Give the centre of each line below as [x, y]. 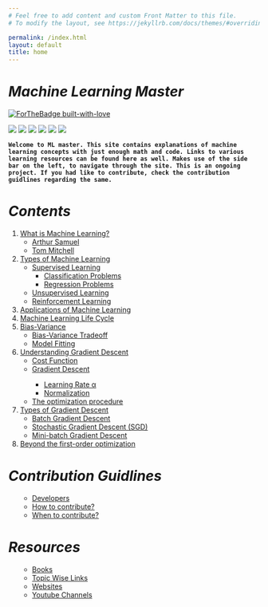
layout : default [35, 45]
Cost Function [55, 361]
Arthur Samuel [55, 242]
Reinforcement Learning [71, 301]
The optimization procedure [77, 401]
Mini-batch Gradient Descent [79, 435]
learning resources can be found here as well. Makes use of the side [128, 159]
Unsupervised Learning [70, 293]
